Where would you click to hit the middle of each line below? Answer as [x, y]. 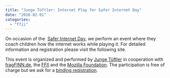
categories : [18, 19]
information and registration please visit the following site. [66, 49]
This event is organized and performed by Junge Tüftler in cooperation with [84, 60]
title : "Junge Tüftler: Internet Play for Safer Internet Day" [74, 10]
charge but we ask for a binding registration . [52, 70]
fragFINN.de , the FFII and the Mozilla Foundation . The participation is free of [85, 65]
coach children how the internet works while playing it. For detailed [75, 44]
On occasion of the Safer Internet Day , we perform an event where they [81, 39]
